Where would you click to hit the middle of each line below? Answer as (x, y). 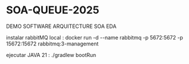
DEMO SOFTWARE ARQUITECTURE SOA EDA (61, 26)
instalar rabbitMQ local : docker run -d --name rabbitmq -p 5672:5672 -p (95, 37)
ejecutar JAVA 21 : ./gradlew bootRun (51, 55)
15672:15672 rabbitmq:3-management (52, 44)
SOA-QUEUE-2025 (53, 10)
